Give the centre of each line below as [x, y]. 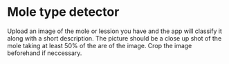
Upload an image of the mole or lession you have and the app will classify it [115, 31]
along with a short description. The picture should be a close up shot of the [114, 38]
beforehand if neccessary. [45, 53]
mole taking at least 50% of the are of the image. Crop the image [100, 45]
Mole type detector [63, 12]
